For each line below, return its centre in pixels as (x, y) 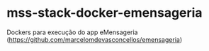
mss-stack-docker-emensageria (104, 13)
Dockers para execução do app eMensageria (72, 32)
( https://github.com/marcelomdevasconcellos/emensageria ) (94, 39)
